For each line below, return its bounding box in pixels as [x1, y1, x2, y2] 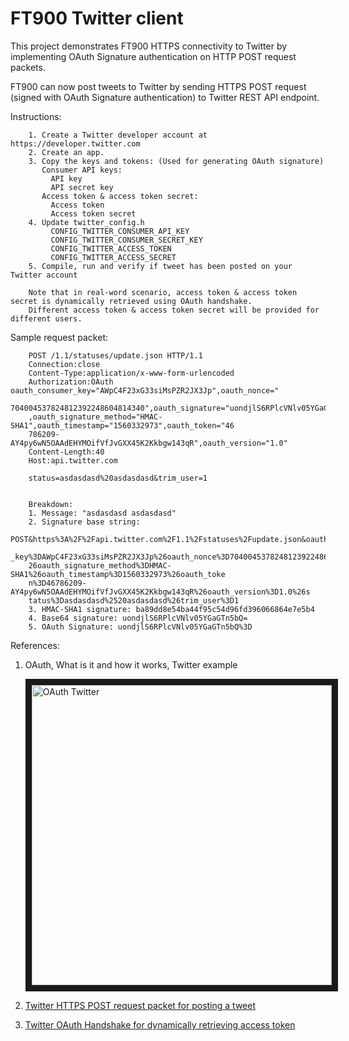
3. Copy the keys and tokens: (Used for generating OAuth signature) [28, 156, 325, 166]
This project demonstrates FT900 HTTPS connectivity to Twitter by [10, 40, 288, 52]
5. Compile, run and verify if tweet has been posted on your [28, 261, 293, 271]
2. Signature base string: [28, 517, 141, 527]
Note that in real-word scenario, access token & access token [28, 287, 298, 297]
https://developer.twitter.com [10, 138, 141, 149]
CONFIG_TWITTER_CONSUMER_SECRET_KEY [50, 235, 203, 245]
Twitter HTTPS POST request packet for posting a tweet [24, 999, 257, 1011]
